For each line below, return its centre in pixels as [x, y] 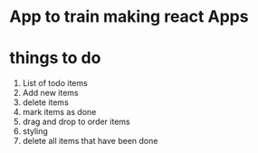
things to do [55, 58]
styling [35, 131]
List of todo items [55, 83]
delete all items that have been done [90, 141]
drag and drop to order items [76, 122]
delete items [46, 102]
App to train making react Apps [129, 17]
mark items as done [59, 112]
